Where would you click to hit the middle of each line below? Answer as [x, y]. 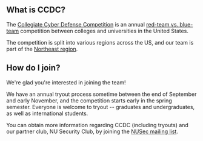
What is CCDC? [36, 10]
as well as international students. [47, 113]
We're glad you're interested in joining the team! [66, 82]
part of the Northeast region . [42, 49]
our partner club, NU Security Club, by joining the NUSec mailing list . [92, 131]
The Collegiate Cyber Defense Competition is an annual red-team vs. [92, 24]
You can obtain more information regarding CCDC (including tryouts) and [98, 125]
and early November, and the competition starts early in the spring [89, 100]
